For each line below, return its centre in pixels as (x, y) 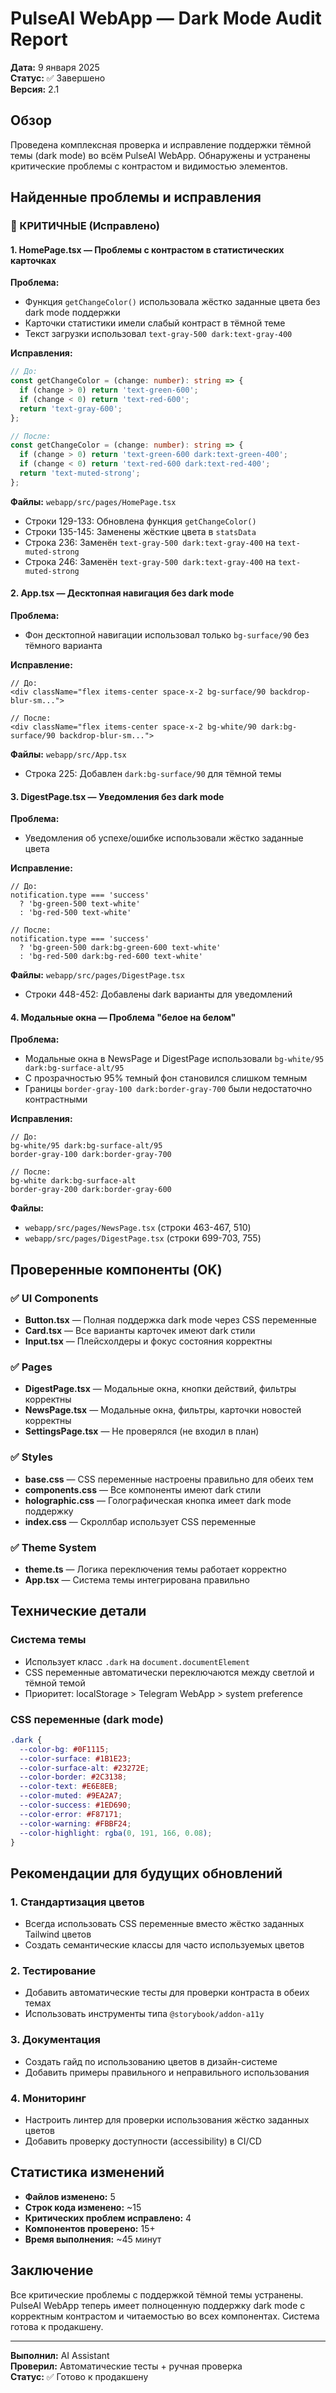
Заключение (52, 2270)
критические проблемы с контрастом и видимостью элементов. (149, 166)
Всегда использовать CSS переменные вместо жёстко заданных (164, 1924)
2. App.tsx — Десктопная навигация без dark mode (122, 593)
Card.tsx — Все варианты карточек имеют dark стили (140, 1331)
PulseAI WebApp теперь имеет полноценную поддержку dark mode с (158, 2305)
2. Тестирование (53, 1971)
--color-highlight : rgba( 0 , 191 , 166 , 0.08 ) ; (116, 1833)
